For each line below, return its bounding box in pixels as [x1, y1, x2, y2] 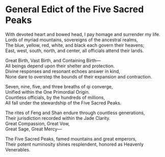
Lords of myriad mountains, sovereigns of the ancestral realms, [5, 37, 139, 43]
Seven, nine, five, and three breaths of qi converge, [5, 83, 113, 90]
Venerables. [5, 146, 31, 152]
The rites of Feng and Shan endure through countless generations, [5, 110, 145, 116]
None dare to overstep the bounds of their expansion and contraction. [5, 73, 152, 80]
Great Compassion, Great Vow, [5, 120, 70, 126]
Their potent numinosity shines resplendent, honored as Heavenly [5, 141, 144, 147]
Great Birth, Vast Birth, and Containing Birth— [5, 57, 101, 63]
